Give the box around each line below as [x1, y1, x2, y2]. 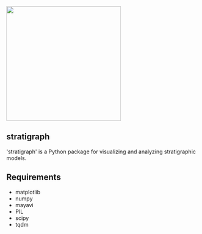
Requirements [6, 172, 61, 183]
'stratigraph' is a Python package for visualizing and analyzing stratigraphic [6, 148, 197, 155]
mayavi [15, 201, 34, 208]
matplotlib [15, 188, 41, 196]
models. [6, 154, 27, 161]
